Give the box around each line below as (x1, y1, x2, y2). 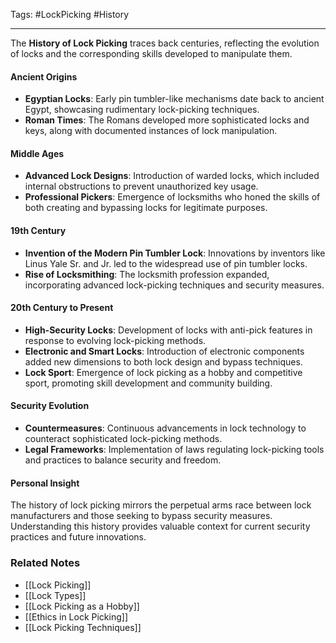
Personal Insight (10, 477, 80, 489)
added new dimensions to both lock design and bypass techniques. (24, 355, 303, 368)
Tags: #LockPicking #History (10, 9, 130, 20)
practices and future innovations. (10, 531, 147, 543)
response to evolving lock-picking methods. (24, 334, 207, 346)
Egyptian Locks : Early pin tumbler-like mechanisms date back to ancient (24, 93, 325, 105)
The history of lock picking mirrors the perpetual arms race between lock (10, 499, 312, 511)
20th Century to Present (10, 302, 114, 314)
